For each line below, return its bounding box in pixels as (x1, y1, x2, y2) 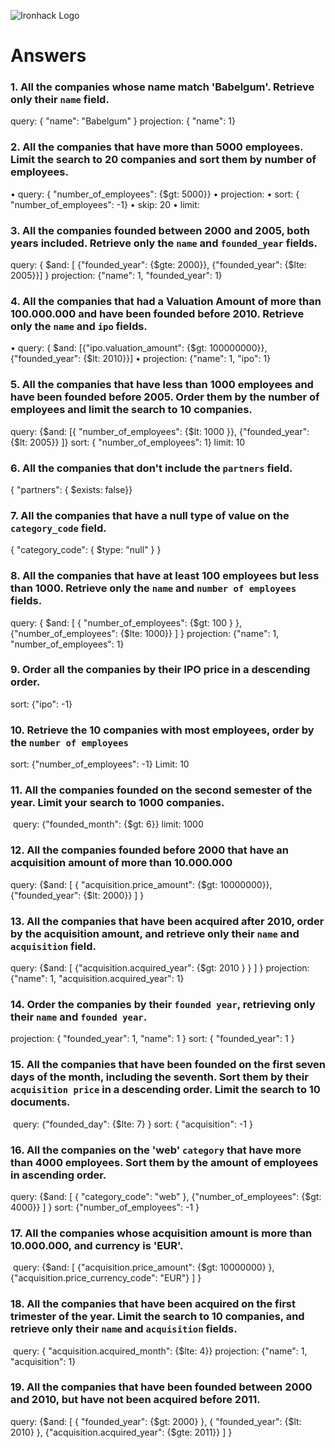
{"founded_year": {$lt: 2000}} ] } (10, 889, 145, 901)
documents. (10, 1095, 71, 1109)
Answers (10, 45, 87, 67)
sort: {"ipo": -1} (10, 698, 73, 710)
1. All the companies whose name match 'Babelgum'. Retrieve (10, 80, 315, 94)
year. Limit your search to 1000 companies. (10, 796, 225, 810)
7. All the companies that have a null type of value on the (10, 508, 290, 522)
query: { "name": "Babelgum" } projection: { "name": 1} (10, 115, 236, 127)
